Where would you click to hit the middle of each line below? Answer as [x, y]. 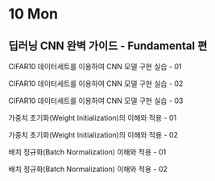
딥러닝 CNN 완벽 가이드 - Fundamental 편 [108, 45]
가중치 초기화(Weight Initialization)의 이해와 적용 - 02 [93, 135]
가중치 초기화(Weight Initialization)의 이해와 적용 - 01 [93, 118]
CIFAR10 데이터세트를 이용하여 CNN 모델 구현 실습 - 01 [95, 66]
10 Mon [33, 14]
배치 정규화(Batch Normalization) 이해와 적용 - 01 [87, 152]
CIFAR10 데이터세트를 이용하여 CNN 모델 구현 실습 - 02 [96, 84]
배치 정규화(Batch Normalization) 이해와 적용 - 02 [88, 169]
